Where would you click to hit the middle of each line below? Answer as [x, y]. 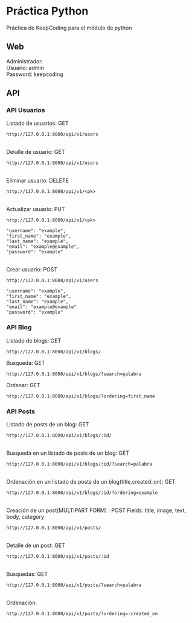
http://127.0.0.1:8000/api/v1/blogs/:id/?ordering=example [82, 493]
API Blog [19, 327]
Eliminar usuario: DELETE [38, 181]
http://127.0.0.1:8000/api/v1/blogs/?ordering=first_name [81, 396]
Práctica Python [47, 11]
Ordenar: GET [23, 385]
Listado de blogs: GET [34, 340]
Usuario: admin [25, 68]
